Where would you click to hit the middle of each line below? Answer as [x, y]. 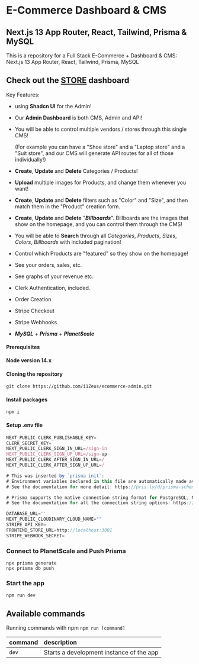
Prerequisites [23, 347]
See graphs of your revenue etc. [54, 276]
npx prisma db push [30, 568]
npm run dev [21, 595]
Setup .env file [25, 425]
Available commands [46, 613]
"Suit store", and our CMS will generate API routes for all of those [94, 153]
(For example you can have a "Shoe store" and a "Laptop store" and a [100, 147]
